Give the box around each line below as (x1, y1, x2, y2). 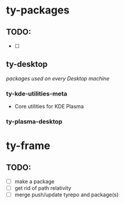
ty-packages (6, 4, 70, 17)
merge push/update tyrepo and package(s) (14, 191, 119, 198)
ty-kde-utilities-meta (6, 89, 67, 97)
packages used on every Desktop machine (6, 74, 110, 82)
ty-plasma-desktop (6, 118, 63, 126)
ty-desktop (6, 59, 48, 69)
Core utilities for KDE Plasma (14, 103, 84, 110)
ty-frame (6, 139, 51, 152)
